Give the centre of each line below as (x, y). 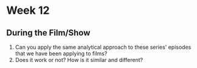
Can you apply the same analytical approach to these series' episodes (103, 47)
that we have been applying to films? (61, 54)
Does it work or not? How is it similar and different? (79, 60)
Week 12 (28, 11)
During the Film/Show (48, 33)
